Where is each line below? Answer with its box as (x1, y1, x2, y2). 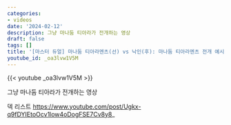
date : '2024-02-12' (7, 23, 63, 30)
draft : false (7, 36, 45, 43)
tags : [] (7, 42, 32, 49)
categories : (7, 10, 41, 17)
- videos (7, 16, 32, 23)
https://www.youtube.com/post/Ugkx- (32, 102, 141, 111)
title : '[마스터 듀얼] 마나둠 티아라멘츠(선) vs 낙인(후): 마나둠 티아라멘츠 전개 (7, 49, 212, 56)
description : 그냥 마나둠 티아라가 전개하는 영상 (7, 29, 131, 36)
